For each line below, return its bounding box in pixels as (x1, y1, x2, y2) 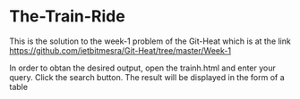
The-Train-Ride (9, 6, 125, 27)
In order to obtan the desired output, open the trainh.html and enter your (9, 62, 276, 73)
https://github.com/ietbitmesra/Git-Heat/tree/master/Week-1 (9, 45, 231, 55)
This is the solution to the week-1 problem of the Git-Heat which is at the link (9, 36, 291, 46)
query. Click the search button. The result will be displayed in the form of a (9, 71, 285, 82)
